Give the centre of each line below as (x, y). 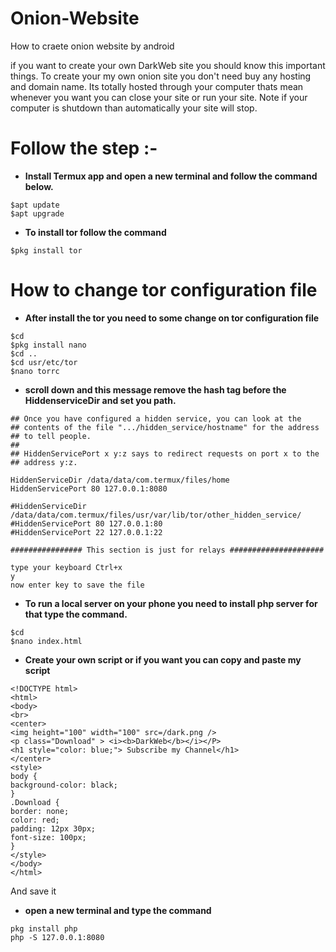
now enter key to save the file (77, 585)
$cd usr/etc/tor (44, 362)
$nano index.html (46, 641)
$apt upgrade (37, 213)
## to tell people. (51, 436)
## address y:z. (44, 462)
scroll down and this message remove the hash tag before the (155, 389)
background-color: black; (64, 785)
